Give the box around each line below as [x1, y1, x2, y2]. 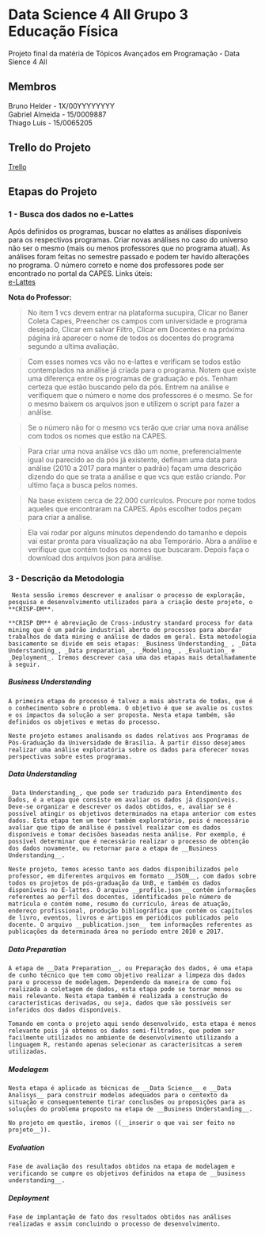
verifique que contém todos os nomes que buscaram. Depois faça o [27, 545, 250, 554]
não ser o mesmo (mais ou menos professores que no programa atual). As [8, 243, 251, 253]
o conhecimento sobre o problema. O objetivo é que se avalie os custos [8, 704, 253, 712]
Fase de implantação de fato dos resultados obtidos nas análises [8, 1213, 232, 1222]
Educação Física [8, 22, 119, 40]
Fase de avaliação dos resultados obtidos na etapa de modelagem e [8, 1163, 236, 1171]
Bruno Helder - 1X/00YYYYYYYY [8, 101, 115, 110]
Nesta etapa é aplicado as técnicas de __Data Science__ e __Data [8, 1085, 232, 1093]
